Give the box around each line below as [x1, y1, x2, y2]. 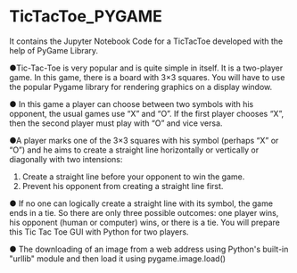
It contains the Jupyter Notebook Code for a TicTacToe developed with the [9, 36, 284, 46]
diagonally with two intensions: [9, 153, 123, 164]
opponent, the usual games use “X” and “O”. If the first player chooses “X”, [9, 108, 284, 119]
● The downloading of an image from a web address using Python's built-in [9, 244, 289, 254]
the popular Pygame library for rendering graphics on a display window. [9, 81, 273, 92]
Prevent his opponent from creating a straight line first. [21, 180, 224, 191]
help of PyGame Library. [9, 45, 99, 55]
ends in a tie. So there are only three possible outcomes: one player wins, [9, 207, 279, 218]
